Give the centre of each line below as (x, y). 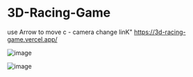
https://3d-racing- (160, 32)
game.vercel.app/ (32, 39)
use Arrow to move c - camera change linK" (70, 32)
